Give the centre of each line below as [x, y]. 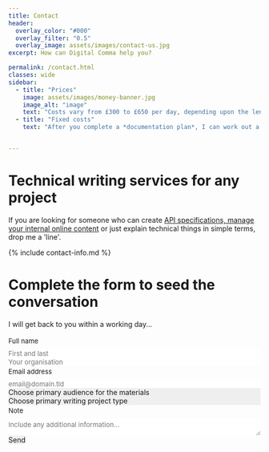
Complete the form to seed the [112, 285]
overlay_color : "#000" [53, 30]
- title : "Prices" [46, 90]
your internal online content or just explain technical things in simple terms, [132, 228]
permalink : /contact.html [51, 68]
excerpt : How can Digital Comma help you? [80, 53]
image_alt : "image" [55, 105]
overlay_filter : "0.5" [53, 38]
